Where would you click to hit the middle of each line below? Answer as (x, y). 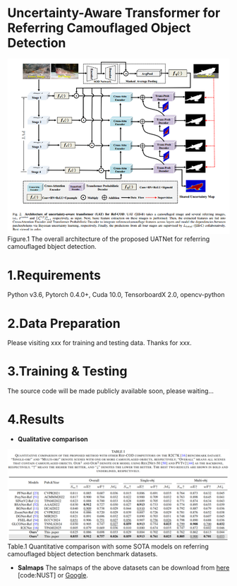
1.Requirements (54, 275)
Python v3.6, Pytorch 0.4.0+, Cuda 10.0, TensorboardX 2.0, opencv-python (116, 295)
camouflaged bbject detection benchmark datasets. (83, 553)
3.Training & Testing (67, 371)
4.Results (36, 420)
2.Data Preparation (64, 323)
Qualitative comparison (53, 439)
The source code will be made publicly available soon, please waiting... (110, 391)
